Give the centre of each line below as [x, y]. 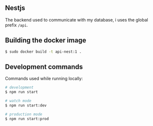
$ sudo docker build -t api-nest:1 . [43, 52]
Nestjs [15, 8]
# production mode [24, 114]
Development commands [44, 67]
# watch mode [18, 101]
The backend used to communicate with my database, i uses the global [77, 20]
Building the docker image [46, 40]
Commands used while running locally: [44, 79]
